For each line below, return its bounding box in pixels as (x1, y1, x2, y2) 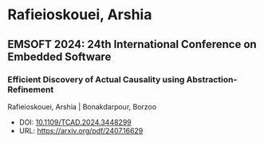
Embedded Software (7, 50, 112, 63)
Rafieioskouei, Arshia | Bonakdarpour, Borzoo (7, 101, 157, 111)
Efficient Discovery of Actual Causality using (7, 73, 185, 85)
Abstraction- (186, 73, 238, 85)
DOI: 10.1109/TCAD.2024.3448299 (18, 117, 132, 127)
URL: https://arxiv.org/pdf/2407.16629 (18, 125, 144, 135)
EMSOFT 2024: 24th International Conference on (7, 38, 257, 51)
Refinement (7, 84, 54, 95)
